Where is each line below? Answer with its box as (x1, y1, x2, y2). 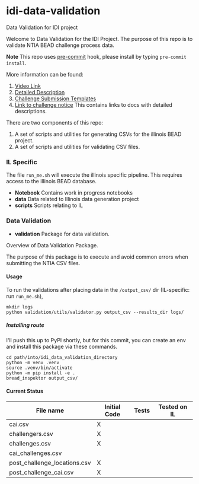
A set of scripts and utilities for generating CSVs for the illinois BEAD (14, 130, 182, 138)
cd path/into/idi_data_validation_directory (6, 354, 118, 360)
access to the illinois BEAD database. (6, 178, 97, 185)
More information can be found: (6, 71, 84, 78)
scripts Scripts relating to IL (14, 202, 83, 209)
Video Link (14, 82, 41, 90)
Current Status (6, 387, 43, 395)
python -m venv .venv (6, 359, 60, 365)
